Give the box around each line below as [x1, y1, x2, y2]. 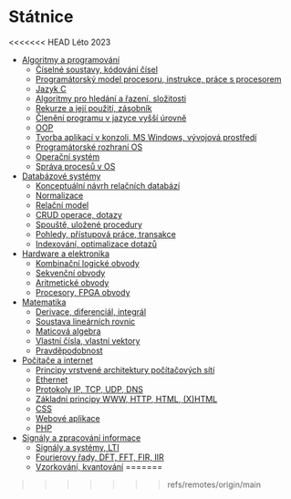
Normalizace [35, 190, 84, 201]
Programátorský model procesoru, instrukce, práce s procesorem [35, 73, 282, 84]
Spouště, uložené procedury [35, 219, 143, 230]
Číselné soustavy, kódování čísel [35, 64, 159, 75]
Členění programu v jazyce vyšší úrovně [35, 112, 187, 123]
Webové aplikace [35, 412, 101, 423]
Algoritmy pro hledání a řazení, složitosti [35, 93, 187, 104]
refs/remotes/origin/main [167, 479, 262, 490]
